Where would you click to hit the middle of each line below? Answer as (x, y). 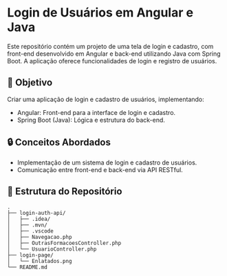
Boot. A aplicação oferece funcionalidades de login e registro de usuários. (112, 61)
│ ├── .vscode (30, 231)
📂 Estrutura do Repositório (65, 191)
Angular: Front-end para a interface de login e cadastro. (96, 112)
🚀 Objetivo (30, 83)
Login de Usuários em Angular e (100, 13)
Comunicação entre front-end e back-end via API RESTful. (100, 169)
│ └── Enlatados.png (40, 262)
